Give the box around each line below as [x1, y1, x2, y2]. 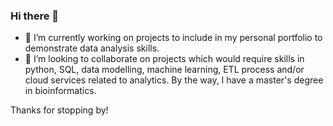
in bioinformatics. [24, 85, 97, 97]
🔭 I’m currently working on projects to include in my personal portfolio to [24, 32, 323, 44]
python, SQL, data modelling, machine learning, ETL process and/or [24, 64, 305, 76]
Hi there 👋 [10, 9, 60, 23]
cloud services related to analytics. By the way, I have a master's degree [24, 74, 324, 86]
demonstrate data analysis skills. [24, 42, 160, 54]
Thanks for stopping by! [10, 104, 109, 116]
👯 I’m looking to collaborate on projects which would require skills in [24, 53, 305, 65]
